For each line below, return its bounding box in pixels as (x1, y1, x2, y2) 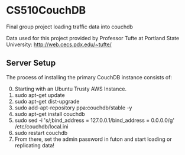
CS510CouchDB (6, 4, 86, 17)
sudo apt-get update (14, 91, 65, 98)
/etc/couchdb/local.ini (14, 122, 69, 130)
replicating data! (14, 141, 55, 148)
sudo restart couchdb (14, 129, 68, 136)
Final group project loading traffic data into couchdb (6, 23, 133, 30)
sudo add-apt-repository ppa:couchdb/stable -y (14, 104, 132, 111)
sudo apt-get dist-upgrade (14, 98, 80, 105)
